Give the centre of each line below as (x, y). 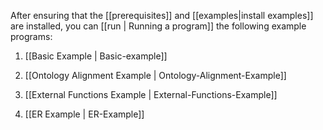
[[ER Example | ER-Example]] (84, 114)
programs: (31, 36)
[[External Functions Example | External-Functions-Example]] (151, 94)
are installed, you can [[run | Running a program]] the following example (158, 26)
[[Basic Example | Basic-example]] (96, 56)
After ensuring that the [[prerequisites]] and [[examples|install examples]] (162, 15)
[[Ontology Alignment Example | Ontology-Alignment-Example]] (155, 75)
